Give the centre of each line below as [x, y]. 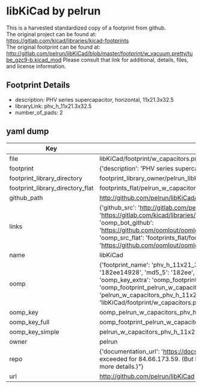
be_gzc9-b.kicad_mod [34, 60]
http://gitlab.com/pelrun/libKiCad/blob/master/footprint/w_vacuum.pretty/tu [100, 53]
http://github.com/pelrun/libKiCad [147, 376]
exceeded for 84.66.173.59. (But [146, 358]
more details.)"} [121, 366]
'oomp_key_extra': [125, 280]
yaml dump [28, 132]
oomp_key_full [29, 322]
